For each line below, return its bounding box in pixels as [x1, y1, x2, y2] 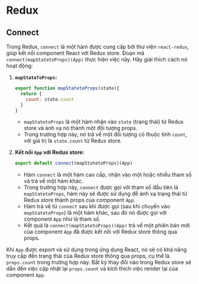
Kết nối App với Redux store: [14, 149, 85, 156]
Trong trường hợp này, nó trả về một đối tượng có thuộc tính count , [23, 131, 187, 138]
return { [20, 91, 42, 97]
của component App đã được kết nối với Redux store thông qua [23, 228, 178, 236]
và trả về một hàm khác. [23, 177, 83, 185]
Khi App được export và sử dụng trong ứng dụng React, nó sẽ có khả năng [6, 246, 187, 254]
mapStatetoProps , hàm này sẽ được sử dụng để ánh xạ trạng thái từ [23, 190, 188, 197]
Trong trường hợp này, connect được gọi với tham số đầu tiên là [23, 184, 179, 191]
